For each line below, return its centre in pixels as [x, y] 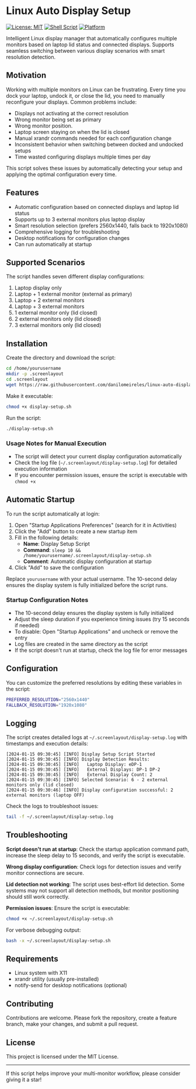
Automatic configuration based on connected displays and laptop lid [97, 207]
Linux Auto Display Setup [69, 11]
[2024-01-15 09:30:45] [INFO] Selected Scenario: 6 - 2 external [87, 780]
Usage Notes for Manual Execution [56, 444]
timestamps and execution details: [47, 744]
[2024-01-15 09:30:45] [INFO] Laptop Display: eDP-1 [74, 765]
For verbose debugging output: [43, 930]
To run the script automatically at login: [53, 514]
